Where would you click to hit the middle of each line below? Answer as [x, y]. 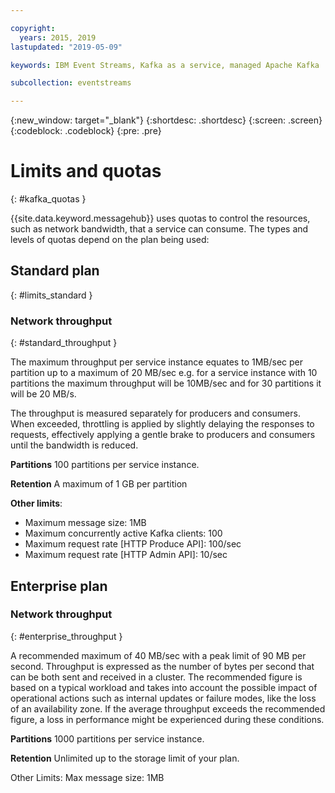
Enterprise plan [59, 586]
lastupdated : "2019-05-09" [66, 47]
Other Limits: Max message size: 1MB [87, 777]
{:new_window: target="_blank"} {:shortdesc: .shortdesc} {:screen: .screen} [166, 120]
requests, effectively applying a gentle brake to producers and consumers [163, 435]
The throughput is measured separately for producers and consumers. [155, 413]
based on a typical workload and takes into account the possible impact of [164, 687]
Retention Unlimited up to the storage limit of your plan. [125, 758]
